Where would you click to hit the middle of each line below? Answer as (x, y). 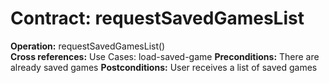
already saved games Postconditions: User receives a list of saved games (164, 67)
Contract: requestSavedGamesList (157, 18)
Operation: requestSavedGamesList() (88, 46)
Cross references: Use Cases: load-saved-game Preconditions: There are (165, 56)
